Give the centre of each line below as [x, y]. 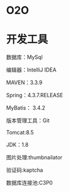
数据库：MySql [24, 57]
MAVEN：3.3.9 [24, 83]
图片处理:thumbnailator [34, 157]
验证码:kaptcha [25, 170]
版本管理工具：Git [28, 120]
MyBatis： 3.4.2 [26, 108]
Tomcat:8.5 [20, 132]
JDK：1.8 [17, 145]
